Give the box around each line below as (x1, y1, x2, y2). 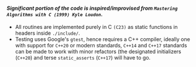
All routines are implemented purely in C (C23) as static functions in (15, 24, 178, 31)
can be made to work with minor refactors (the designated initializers (15, 48, 182, 55)
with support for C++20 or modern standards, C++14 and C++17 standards (15, 42, 187, 49)
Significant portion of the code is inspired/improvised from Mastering (6, 5, 178, 12)
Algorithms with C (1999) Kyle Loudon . (6, 10, 103, 17)
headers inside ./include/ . (15, 29, 81, 37)
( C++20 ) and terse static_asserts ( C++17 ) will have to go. (15, 54, 151, 61)
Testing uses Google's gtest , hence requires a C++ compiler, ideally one (15, 36, 191, 43)
